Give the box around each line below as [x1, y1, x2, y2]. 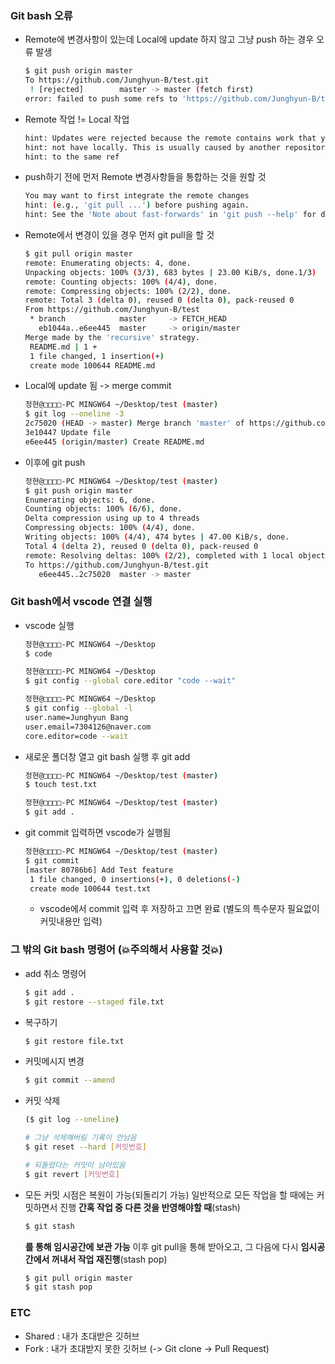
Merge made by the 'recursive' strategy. [24, 332, 201, 342]
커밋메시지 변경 [24, 1055, 85, 1067]
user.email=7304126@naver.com [24, 722, 152, 732]
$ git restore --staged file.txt [24, 997, 165, 1007]
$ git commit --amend [24, 1075, 115, 1086]
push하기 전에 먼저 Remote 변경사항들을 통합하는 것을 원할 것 [24, 171, 267, 183]
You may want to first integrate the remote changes [24, 191, 250, 201]
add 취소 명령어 [24, 967, 87, 979]
